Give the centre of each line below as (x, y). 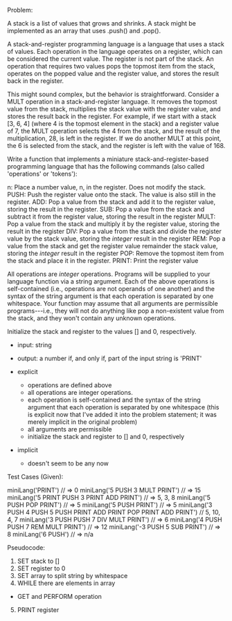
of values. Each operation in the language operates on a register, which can (115, 52)
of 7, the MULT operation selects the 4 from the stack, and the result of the (114, 131)
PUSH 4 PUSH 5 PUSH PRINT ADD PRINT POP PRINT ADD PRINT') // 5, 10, (114, 512)
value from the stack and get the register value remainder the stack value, (113, 246)
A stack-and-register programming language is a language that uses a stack (116, 44)
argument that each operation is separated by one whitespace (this (123, 407)
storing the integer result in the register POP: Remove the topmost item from (116, 253)
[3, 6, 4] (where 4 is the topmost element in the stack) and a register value (113, 123)
